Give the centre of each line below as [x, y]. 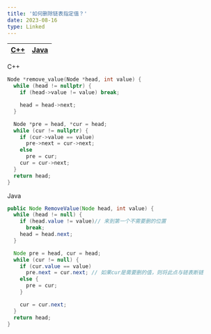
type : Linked [26, 26]
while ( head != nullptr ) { [53, 86]
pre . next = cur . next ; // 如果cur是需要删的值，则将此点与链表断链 [115, 273]
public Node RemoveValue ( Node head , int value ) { [81, 208]
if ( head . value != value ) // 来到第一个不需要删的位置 [93, 221]
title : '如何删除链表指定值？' [47, 14]
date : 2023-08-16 [32, 20]
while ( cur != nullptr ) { [51, 130]
